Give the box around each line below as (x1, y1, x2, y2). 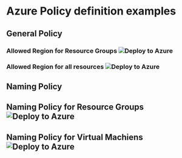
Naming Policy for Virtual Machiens (6, 132, 144, 142)
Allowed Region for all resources (6, 62, 104, 71)
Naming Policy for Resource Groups (6, 102, 144, 113)
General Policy (6, 28, 62, 39)
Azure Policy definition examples (6, 4, 177, 18)
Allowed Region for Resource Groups (6, 47, 117, 55)
